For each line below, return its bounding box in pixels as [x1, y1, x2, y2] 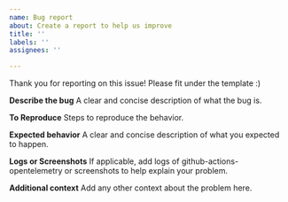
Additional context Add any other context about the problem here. [9, 183, 253, 193]
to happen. [9, 139, 49, 150]
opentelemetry [9, 166, 63, 176]
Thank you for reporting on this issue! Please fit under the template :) [9, 78, 261, 89]
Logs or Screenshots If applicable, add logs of [9, 156, 180, 167]
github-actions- [181, 156, 239, 167]
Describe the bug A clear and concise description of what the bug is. [9, 95, 262, 106]
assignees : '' [9, 46, 62, 55]
